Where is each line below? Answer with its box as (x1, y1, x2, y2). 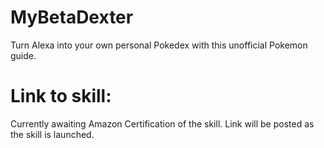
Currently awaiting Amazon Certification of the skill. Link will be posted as (10, 117, 315, 130)
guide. (10, 49, 37, 61)
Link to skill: (10, 85, 112, 108)
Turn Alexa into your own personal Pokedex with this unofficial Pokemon (10, 39, 308, 51)
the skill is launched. (10, 128, 95, 140)
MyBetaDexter (10, 6, 134, 29)
